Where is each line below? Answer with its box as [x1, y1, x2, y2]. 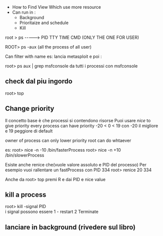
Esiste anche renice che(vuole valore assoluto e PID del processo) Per [5, 161, 147, 167]
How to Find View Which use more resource [12, 4, 101, 10]
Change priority [5, 105, 55, 113]
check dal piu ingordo [5, 77, 72, 85]
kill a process [5, 191, 47, 199]
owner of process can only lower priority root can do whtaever [5, 137, 131, 143]
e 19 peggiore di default [5, 128, 53, 134]
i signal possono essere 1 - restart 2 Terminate [5, 209, 99, 215]
